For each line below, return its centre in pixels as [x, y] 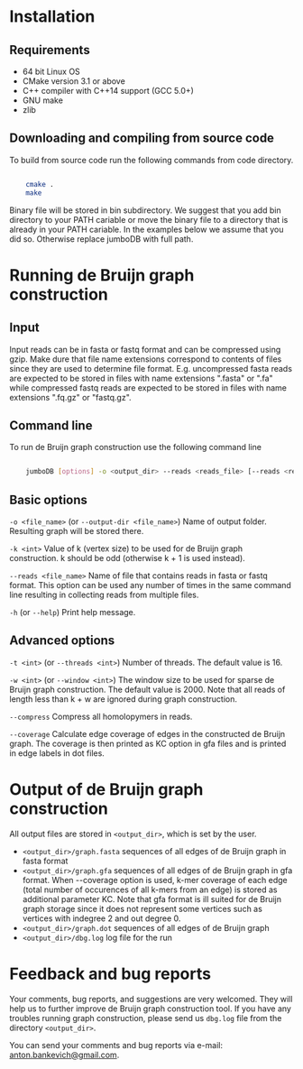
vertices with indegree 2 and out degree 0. [101, 918]
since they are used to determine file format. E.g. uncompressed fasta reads [151, 368]
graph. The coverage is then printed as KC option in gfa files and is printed [148, 743]
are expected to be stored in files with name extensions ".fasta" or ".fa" [141, 378]
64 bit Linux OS [51, 71]
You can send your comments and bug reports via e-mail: [116, 1045]
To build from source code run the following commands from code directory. [151, 160]
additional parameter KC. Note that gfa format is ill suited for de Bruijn [152, 899]
